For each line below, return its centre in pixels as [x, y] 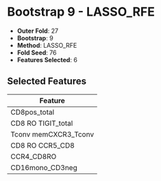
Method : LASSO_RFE [47, 45]
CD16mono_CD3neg [44, 167]
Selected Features [47, 82]
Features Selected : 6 [47, 59]
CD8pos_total [33, 112]
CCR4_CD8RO [34, 156]
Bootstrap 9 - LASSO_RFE [81, 12]
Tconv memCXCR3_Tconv [52, 134]
